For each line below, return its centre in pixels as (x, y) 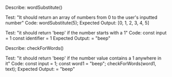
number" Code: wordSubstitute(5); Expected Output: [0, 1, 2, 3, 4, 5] (78, 23)
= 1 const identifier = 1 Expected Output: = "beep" (58, 38)
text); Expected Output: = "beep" (40, 69)
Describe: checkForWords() (35, 48)
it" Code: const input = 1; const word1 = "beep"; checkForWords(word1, (81, 63)
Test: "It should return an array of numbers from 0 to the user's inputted (81, 17)
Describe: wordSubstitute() (34, 7)
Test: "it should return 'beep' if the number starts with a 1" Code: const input (86, 33)
